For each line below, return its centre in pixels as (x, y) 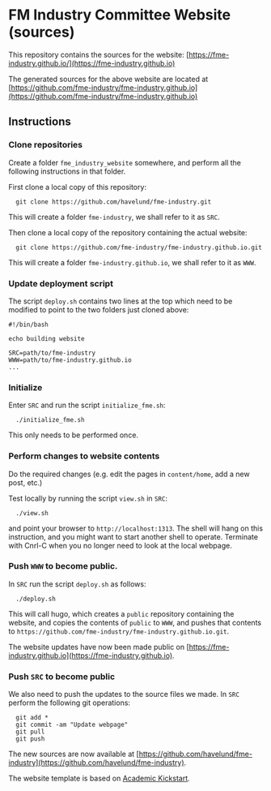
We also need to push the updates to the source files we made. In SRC (124, 694)
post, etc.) (25, 482)
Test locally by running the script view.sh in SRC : (88, 498)
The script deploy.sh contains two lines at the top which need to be (121, 301)
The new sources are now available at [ (74, 754)
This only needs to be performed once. (74, 435)
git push (30, 739)
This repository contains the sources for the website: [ (99, 54)
